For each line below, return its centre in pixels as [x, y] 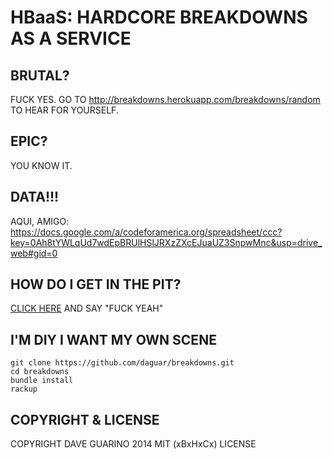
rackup [24, 389]
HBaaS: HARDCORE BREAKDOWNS [159, 17]
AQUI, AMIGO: [40, 221]
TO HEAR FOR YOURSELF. [64, 110]
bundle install [42, 381]
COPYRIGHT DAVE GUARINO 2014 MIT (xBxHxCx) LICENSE [133, 444]
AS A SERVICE [71, 38]
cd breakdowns [40, 372]
